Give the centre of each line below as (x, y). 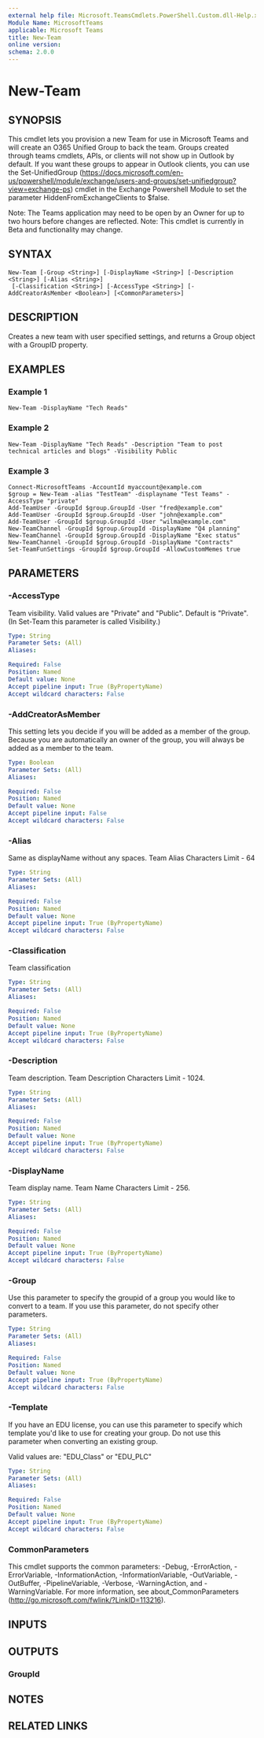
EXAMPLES (37, 370)
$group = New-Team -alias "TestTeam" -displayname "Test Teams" (115, 494)
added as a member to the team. (61, 748)
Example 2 (29, 428)
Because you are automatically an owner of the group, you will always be (126, 739)
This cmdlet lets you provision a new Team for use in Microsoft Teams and (128, 139)
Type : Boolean (31, 762)
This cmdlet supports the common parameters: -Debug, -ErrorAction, (121, 1566)
